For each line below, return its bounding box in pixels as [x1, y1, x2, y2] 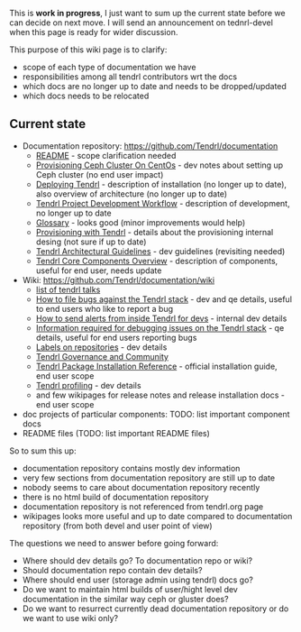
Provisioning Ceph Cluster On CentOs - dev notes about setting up [35, 160, 284, 170]
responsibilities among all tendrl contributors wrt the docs [22, 71, 237, 82]
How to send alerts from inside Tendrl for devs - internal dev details [35, 313, 287, 324]
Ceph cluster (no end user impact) [35, 169, 164, 179]
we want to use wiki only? [22, 612, 119, 623]
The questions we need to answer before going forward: [9, 537, 219, 548]
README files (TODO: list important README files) [22, 427, 210, 438]
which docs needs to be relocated [22, 90, 150, 101]
